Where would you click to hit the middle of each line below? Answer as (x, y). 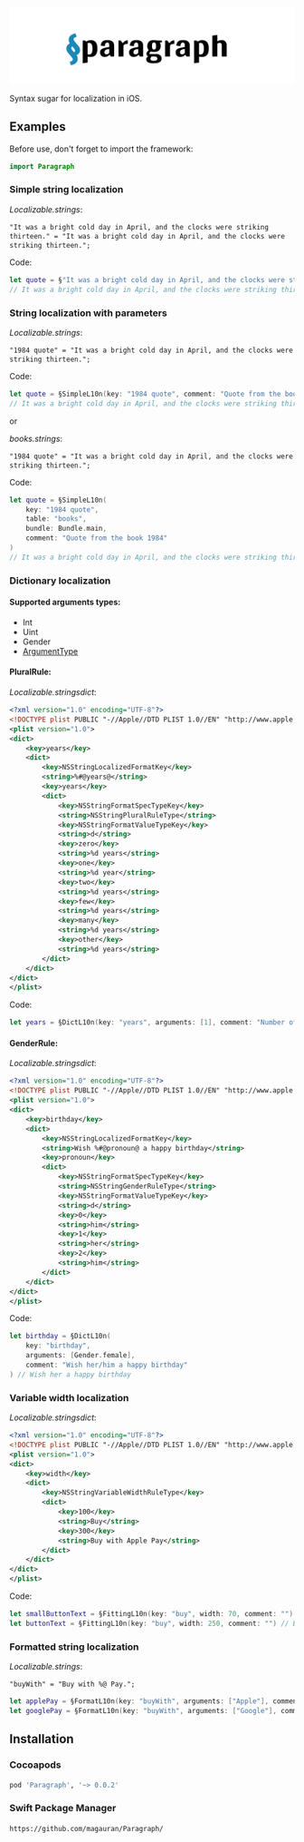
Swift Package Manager (63, 1808)
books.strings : (36, 438)
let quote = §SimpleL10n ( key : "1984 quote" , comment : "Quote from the (145, 394)
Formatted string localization (74, 1647)
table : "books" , (57, 519)
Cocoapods (35, 1765)
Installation (42, 1739)
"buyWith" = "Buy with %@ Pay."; (72, 1685)
